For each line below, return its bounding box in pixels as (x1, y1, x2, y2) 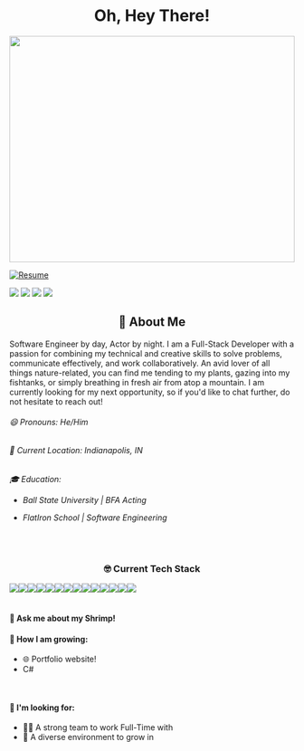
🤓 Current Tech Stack (103, 563, 201, 575)
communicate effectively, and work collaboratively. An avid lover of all (9, 357, 271, 368)
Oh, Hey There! (93, 5, 211, 26)
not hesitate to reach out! (9, 395, 103, 407)
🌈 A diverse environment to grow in (22, 732, 155, 743)
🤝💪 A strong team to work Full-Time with (22, 722, 174, 733)
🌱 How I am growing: (9, 633, 89, 644)
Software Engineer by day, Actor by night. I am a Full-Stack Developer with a (9, 338, 295, 349)
